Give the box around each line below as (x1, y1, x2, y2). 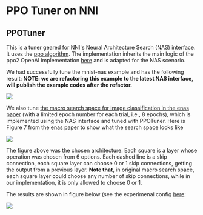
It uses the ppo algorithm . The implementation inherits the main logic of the (6, 50, 194, 58)
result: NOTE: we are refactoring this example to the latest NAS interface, (6, 75, 194, 82)
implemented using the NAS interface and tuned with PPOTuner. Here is (6, 117, 186, 124)
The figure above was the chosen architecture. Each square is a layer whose (6, 147, 198, 154)
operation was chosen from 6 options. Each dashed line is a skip (6, 153, 168, 160)
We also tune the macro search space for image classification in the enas (6, 104, 190, 111)
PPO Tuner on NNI (6, 4, 99, 18)
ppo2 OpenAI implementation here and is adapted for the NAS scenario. (6, 57, 186, 64)
